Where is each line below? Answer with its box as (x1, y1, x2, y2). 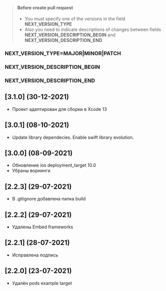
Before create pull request (17, 5, 74, 11)
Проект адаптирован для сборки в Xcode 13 (12, 106, 107, 112)
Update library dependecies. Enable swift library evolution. (12, 134, 134, 140)
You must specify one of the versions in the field (24, 16, 126, 22)
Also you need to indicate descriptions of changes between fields (24, 26, 161, 33)
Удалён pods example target (12, 280, 72, 286)
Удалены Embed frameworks (12, 224, 74, 230)
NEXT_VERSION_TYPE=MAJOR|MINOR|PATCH (5, 50, 122, 57)
